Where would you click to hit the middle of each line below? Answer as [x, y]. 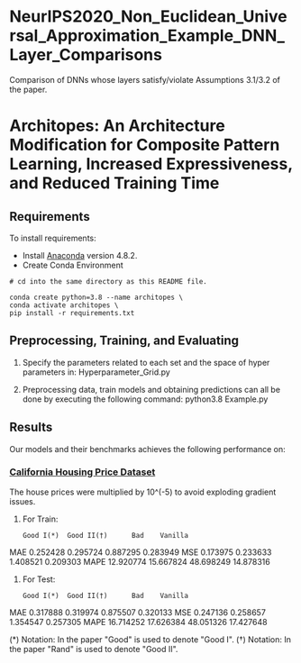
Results [31, 427]
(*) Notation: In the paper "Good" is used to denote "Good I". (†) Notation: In [150, 639]
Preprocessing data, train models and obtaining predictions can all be [151, 389]
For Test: [39, 579]
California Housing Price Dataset [82, 472]
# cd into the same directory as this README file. [108, 281]
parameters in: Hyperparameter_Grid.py [96, 372]
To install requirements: [53, 238]
